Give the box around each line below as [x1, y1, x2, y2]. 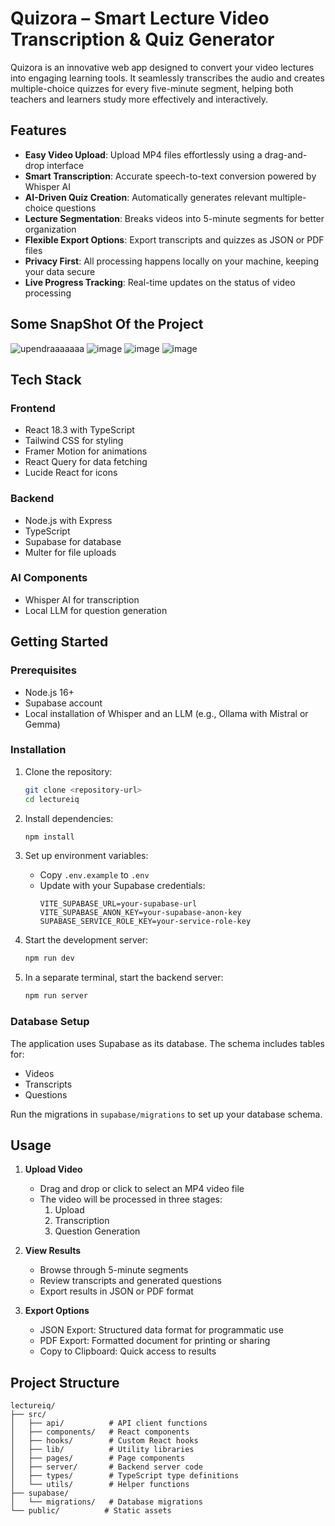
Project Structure [10, 1374, 120, 1391]
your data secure [24, 265, 96, 277]
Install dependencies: [24, 812, 114, 824]
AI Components [10, 571, 88, 585]
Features [10, 122, 67, 139]
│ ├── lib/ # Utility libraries [10, 1445, 195, 1455]
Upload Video [24, 1163, 83, 1176]
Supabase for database [24, 535, 122, 547]
